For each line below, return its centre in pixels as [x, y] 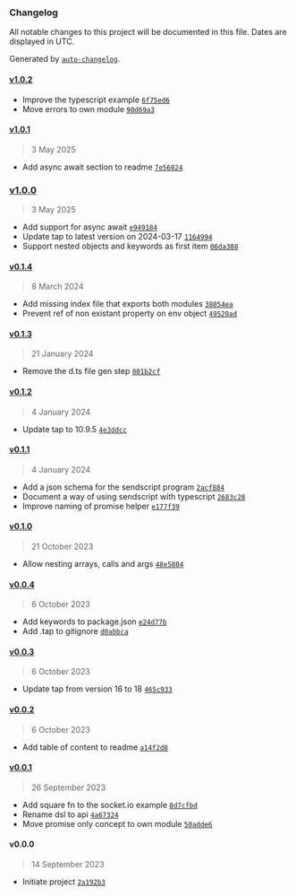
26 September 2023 [68, 787]
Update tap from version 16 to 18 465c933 [97, 689]
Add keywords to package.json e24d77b [94, 622]
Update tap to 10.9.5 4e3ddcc [75, 429]
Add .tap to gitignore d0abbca [75, 631]
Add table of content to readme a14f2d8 [95, 747]
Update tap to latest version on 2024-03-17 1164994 [117, 236]
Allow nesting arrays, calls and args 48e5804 [103, 564]
